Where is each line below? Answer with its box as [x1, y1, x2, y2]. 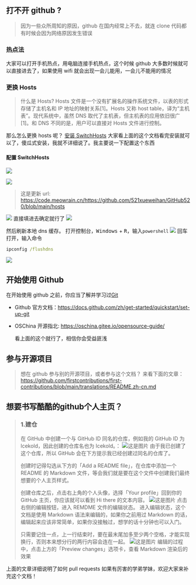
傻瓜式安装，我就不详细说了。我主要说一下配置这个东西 [21, 139, 155, 146]
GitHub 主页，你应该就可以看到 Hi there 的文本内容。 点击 [20, 496, 188, 503]
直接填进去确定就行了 [13, 215, 65, 222]
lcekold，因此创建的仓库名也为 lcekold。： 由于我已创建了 [20, 442, 186, 449]
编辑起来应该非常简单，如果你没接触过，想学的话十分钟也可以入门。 [20, 518, 185, 525]
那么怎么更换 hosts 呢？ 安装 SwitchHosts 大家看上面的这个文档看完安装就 [6, 132, 185, 139]
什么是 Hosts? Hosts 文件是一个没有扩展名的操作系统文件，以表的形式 [20, 98, 189, 105]
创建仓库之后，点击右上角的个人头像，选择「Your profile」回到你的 [20, 489, 183, 496]
